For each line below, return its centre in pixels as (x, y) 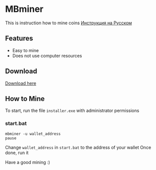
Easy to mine (26, 50)
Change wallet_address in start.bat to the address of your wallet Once (78, 147)
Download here (21, 83)
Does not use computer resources (47, 56)
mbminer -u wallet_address (33, 134)
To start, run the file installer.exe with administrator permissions (72, 111)
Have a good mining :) (28, 162)
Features (19, 38)
